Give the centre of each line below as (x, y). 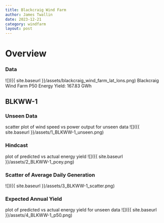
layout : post (19, 29)
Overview (26, 54)
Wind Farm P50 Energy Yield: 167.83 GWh (49, 86)
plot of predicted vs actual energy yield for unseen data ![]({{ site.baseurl (81, 210)
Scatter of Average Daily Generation (50, 175)
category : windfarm (26, 24)
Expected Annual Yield (33, 199)
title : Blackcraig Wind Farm (36, 10)
